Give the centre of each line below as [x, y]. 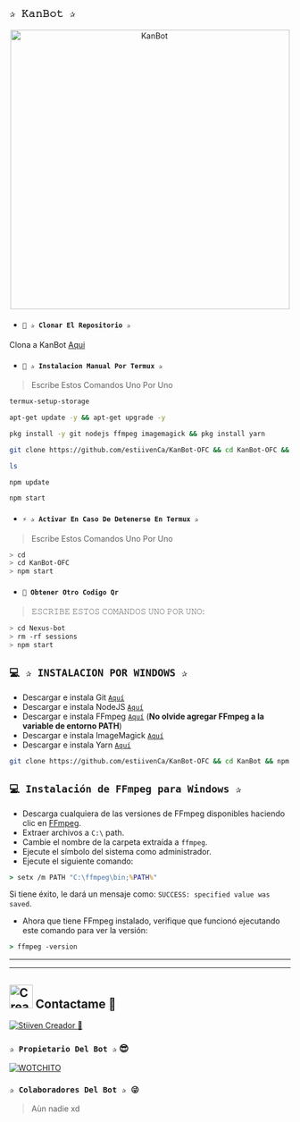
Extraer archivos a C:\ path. [73, 832]
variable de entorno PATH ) [72, 726]
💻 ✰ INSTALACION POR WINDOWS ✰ [99, 673]
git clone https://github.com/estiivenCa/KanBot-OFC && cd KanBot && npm [150, 761]
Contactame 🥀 [76, 1004]
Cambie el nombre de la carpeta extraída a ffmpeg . [115, 842]
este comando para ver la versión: [85, 931]
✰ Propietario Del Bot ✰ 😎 [69, 1048]
